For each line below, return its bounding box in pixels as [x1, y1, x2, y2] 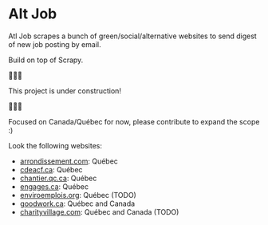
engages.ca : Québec [19, 181, 89, 191]
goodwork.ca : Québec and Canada [19, 199, 136, 208]
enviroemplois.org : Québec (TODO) [19, 190, 137, 199]
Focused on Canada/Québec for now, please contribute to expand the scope [8, 116, 260, 126]
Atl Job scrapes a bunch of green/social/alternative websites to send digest [8, 31, 257, 41]
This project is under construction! [8, 85, 122, 96]
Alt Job [8, 5, 57, 23]
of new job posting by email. [8, 39, 101, 49]
